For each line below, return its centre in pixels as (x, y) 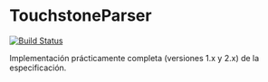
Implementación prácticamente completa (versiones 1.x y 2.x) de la (134, 58)
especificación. (38, 68)
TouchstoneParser (81, 16)
